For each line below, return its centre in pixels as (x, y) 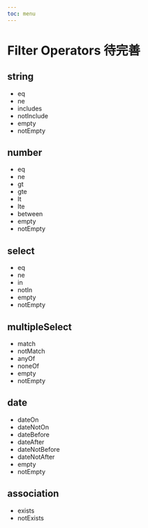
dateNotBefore (39, 449)
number (25, 153)
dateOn (28, 420)
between (30, 214)
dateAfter (31, 442)
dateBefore (34, 434)
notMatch (31, 351)
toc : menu (22, 14)
